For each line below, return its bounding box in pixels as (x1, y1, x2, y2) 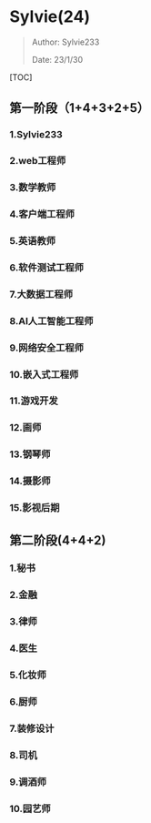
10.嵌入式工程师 (9, 368, 79, 381)
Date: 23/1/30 (31, 54, 84, 65)
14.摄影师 (9, 475, 52, 488)
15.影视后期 (9, 502, 60, 514)
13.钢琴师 (9, 448, 51, 461)
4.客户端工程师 (9, 208, 75, 220)
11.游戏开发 (9, 394, 59, 407)
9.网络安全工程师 (9, 341, 85, 354)
